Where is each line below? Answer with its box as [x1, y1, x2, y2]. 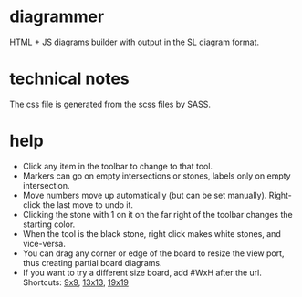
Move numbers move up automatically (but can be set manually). [22, 189, 267, 200]
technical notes [9, 68, 130, 89]
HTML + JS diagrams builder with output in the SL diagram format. [9, 36, 260, 47]
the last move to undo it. [42, 199, 134, 210]
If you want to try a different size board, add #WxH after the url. [22, 267, 263, 278]
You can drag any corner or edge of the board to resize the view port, [22, 248, 285, 259]
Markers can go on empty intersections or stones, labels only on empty [22, 170, 291, 181]
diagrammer [9, 6, 105, 27]
